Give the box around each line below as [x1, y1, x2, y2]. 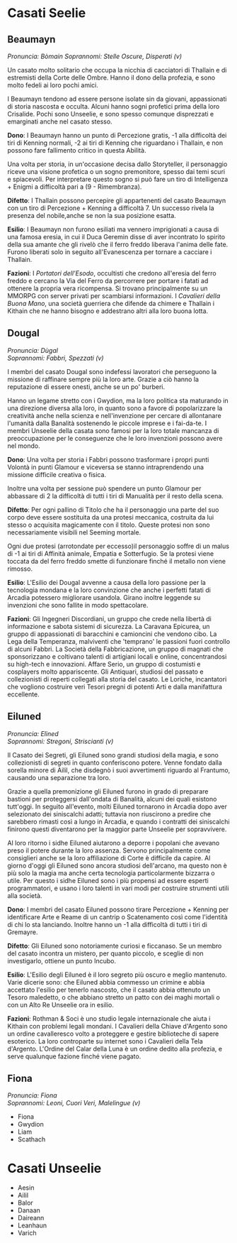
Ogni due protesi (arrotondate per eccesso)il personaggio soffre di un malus [7, 542, 230, 550]
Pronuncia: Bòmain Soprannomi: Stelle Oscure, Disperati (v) [7, 52, 183, 60]
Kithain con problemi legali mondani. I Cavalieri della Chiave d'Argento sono [7, 1022, 228, 1030]
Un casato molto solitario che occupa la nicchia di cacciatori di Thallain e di [7, 66, 227, 74]
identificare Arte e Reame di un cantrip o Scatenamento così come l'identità [7, 912, 228, 921]
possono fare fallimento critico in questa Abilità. [7, 146, 146, 154]
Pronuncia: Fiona [7, 1091, 58, 1100]
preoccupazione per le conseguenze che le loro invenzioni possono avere [7, 434, 223, 442]
